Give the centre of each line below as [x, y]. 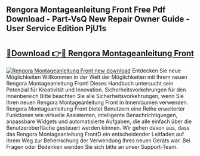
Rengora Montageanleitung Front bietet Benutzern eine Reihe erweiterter [96, 109]
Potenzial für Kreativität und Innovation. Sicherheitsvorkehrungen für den [96, 90]
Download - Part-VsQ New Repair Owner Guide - [98, 19]
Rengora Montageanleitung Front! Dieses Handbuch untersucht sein [90, 83]
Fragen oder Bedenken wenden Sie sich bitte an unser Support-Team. [92, 147]
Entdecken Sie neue [157, 71]
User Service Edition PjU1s [56, 28]
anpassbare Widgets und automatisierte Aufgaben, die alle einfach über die [99, 121]
